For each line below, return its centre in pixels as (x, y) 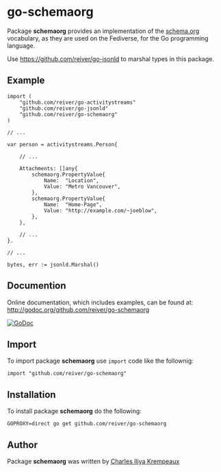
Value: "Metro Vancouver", (82, 186)
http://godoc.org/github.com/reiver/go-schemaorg (78, 309)
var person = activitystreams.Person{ (62, 144)
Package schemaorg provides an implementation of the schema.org (103, 31)
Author (22, 445)
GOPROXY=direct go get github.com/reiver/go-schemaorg (87, 424)
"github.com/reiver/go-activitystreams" (78, 102)
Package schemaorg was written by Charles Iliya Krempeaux (93, 461)
